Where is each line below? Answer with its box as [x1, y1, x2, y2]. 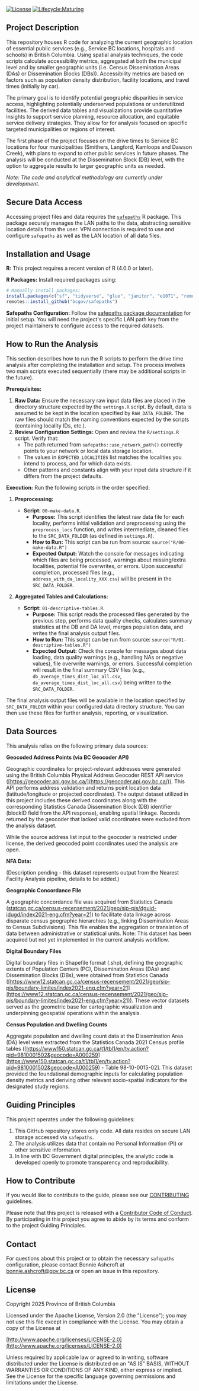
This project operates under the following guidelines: [6, 1115, 135, 1123]
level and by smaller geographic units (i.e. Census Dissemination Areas [6, 63, 179, 71]
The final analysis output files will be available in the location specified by [6, 697, 185, 704]
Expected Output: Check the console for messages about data [32, 647, 187, 655]
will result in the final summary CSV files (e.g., [32, 666, 145, 673]
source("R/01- [152, 637, 187, 643]
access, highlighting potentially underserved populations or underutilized [6, 100, 185, 107]
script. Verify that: [14, 435, 59, 442]
